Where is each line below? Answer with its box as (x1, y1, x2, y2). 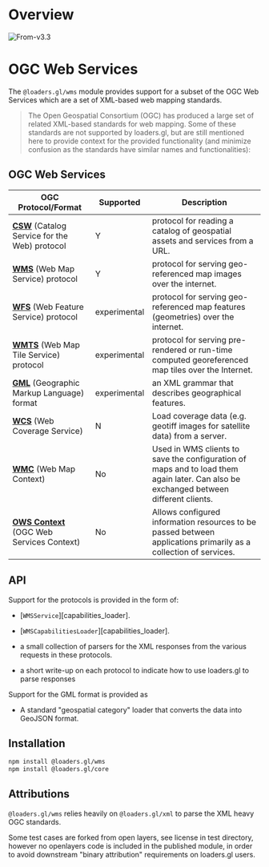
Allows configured (151, 506, 221, 517)
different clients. (151, 493, 214, 504)
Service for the (12, 230, 68, 241)
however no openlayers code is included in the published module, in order (8, 841, 253, 850)
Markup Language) (12, 387, 85, 398)
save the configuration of (151, 453, 247, 464)
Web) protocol (12, 240, 66, 251)
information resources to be (151, 516, 257, 528)
